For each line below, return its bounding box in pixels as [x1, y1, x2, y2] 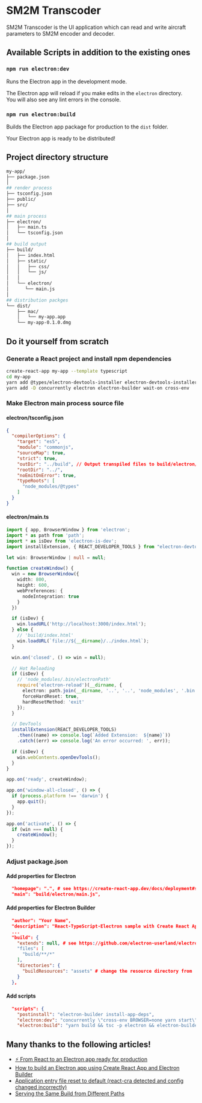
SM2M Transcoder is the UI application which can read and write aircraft [6, 24, 186, 31]
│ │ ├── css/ [6, 264, 50, 270]
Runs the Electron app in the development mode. [6, 78, 127, 85]
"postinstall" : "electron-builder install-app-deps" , [17, 1011, 155, 1017]
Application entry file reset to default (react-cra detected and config [14, 1077, 184, 1084]
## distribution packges [6, 297, 69, 303]
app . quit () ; [17, 798, 47, 804]
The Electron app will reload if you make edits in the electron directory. [6, 89, 183, 96]
